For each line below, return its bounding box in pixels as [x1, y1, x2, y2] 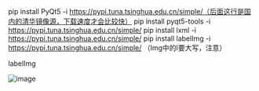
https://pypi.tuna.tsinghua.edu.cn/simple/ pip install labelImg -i [8, 34, 211, 43]
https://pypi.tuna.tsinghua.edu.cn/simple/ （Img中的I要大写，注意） [8, 43, 227, 53]
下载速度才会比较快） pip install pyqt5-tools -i [62, 16, 211, 26]
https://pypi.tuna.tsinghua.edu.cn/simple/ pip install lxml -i [8, 26, 196, 35]
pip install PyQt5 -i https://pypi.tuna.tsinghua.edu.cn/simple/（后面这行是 [8, 7, 245, 16]
